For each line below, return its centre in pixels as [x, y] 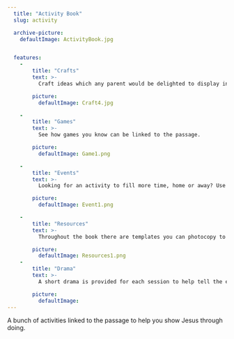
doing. [16, 328]
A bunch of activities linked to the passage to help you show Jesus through [115, 320]
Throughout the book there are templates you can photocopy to [132, 237]
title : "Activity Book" [48, 14]
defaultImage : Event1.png [76, 205]
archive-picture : [39, 33]
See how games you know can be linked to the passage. [119, 135]
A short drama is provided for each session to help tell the [130, 282]
